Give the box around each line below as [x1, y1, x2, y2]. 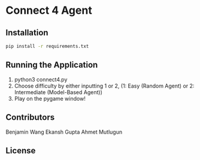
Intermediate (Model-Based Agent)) [14, 88, 102, 96]
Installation [5, 28, 49, 38]
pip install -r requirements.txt [5, 43, 89, 49]
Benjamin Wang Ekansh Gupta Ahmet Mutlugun [5, 128, 123, 135]
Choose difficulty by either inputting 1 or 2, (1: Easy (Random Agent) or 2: [14, 82, 195, 89]
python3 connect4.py [14, 76, 68, 83]
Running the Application [5, 60, 98, 70]
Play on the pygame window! [14, 95, 86, 102]
